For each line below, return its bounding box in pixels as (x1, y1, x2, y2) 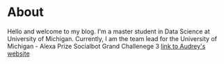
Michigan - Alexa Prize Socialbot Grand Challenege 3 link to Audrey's (7, 42, 206, 50)
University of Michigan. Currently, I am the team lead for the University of (7, 34, 218, 42)
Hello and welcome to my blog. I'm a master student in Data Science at (7, 27, 210, 35)
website (7, 49, 30, 58)
